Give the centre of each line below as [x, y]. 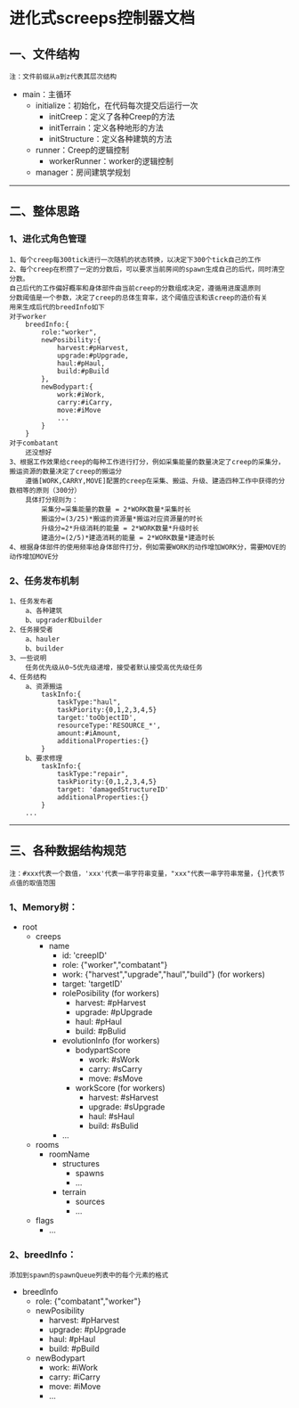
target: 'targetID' [92, 984]
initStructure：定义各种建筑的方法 [110, 139]
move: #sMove [116, 1078]
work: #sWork [114, 1060]
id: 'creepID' [85, 955]
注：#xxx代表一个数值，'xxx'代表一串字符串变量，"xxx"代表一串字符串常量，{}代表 [144, 873]
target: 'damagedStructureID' [113, 790]
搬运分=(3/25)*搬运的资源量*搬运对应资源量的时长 [122, 519]
